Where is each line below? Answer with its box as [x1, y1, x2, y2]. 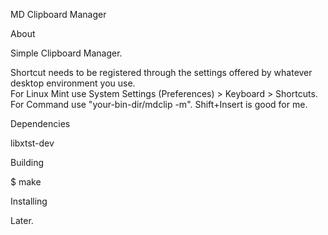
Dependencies [10, 118, 71, 129]
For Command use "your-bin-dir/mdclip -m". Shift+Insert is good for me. [10, 99, 308, 110]
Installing [10, 195, 48, 207]
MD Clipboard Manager [10, 9, 107, 20]
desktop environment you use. [10, 77, 136, 89]
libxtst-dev [10, 137, 55, 149]
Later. [10, 215, 34, 226]
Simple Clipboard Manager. [10, 47, 123, 59]
